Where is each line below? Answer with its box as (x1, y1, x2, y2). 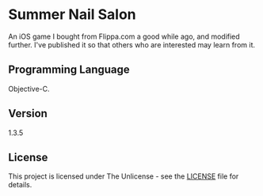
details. (8, 180, 32, 190)
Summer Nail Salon (8, 6, 136, 24)
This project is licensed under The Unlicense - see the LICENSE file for (8, 171, 239, 181)
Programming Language (8, 63, 131, 77)
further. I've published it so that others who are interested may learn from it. (8, 40, 256, 49)
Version (8, 107, 48, 120)
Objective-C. (8, 84, 50, 93)
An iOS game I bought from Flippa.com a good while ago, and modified (8, 32, 240, 41)
